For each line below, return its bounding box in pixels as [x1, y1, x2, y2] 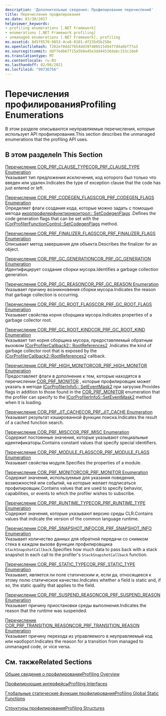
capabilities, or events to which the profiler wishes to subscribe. [5, 490, 135, 496]
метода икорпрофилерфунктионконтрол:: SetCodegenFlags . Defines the [5, 210, 156, 216]
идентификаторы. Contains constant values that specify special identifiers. [5, 439, 157, 446]
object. [5, 246, 20, 252]
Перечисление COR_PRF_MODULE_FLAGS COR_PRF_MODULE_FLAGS [5, 449, 150, 455]
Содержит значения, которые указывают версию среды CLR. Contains [5, 511, 153, 516]
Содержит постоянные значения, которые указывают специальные [5, 434, 148, 440]
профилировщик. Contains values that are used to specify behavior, [5, 485, 143, 491]
